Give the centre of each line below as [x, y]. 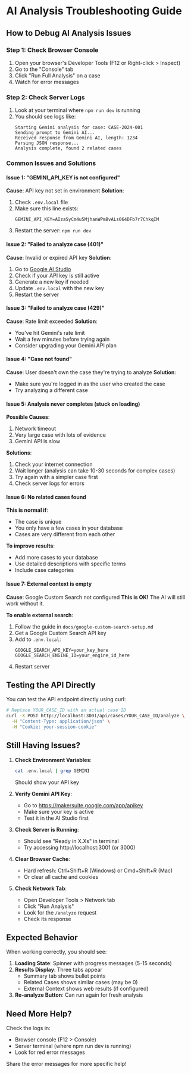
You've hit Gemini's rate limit [50, 332]
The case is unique [38, 522]
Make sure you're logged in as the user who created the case [90, 384]
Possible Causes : [28, 417]
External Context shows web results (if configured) [86, 989]
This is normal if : [27, 510]
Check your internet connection [54, 464]
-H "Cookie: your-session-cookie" [54, 727]
